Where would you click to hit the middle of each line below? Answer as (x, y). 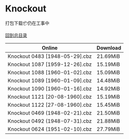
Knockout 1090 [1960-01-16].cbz (50, 89)
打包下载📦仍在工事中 (27, 23)
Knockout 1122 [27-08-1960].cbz (50, 105)
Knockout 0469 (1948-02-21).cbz (50, 113)
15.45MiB (108, 105)
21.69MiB (108, 56)
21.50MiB (108, 113)
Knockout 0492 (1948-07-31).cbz (50, 121)
